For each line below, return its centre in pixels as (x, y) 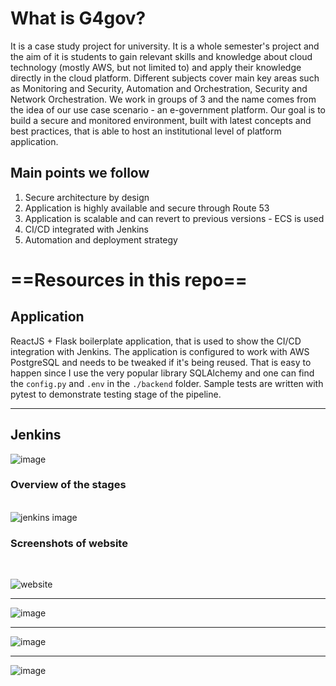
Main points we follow (80, 173)
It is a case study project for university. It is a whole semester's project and (165, 46)
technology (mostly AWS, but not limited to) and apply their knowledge (156, 67)
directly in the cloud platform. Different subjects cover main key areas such (165, 78)
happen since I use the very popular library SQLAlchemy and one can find (162, 373)
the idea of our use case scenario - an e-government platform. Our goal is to (168, 109)
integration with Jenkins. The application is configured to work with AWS (160, 351)
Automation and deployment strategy (101, 239)
